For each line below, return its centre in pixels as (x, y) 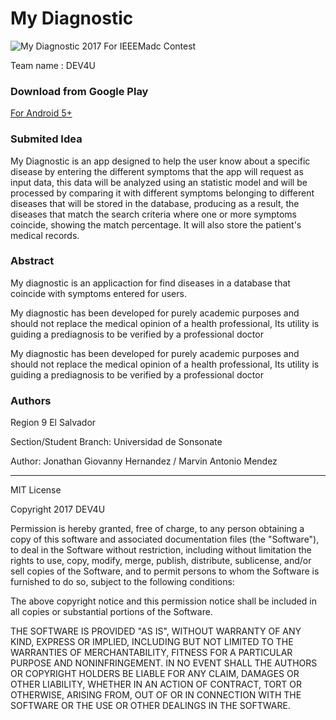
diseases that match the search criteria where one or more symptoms (153, 214)
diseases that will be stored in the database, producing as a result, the (155, 203)
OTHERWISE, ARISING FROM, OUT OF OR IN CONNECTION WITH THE (156, 695)
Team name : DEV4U (53, 65)
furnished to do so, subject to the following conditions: (122, 582)
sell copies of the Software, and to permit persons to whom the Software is (165, 571)
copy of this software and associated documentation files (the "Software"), (165, 539)
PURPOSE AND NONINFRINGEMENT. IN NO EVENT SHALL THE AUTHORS (164, 663)
